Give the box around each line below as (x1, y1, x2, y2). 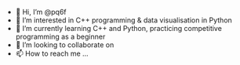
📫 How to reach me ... (15, 49, 89, 58)
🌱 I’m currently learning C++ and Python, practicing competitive (15, 24, 222, 32)
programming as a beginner (15, 32, 106, 41)
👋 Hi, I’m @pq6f (15, 8, 67, 16)
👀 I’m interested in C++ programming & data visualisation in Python (15, 15, 233, 25)
